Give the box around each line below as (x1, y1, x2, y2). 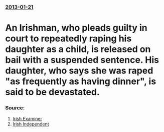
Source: (5, 104, 25, 111)
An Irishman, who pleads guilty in (5, 22, 147, 34)
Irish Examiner (12, 116, 43, 122)
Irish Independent (12, 121, 49, 127)
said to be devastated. (5, 87, 100, 98)
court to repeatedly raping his (5, 33, 132, 44)
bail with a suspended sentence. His (5, 54, 159, 66)
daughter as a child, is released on (5, 44, 151, 55)
